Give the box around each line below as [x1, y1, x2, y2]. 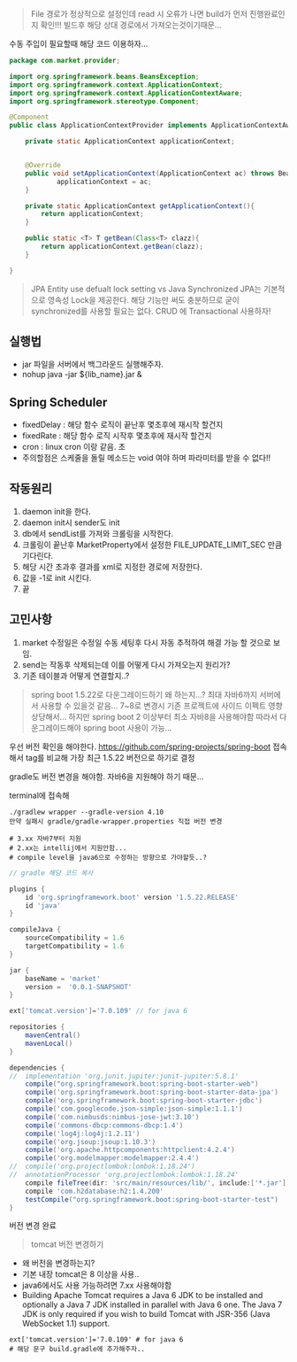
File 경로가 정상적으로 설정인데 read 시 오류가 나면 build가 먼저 [30, 9, 247, 19]
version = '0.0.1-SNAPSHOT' [25, 982, 133, 991]
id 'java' [25, 901, 62, 910]
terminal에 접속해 [9, 790, 70, 801]
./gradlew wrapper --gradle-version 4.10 [9, 808, 164, 816]
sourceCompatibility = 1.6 [25, 933, 125, 942]
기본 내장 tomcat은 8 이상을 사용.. [21, 1269, 140, 1280]
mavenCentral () [25, 1031, 81, 1040]
